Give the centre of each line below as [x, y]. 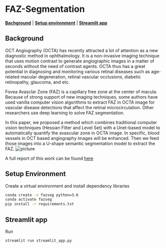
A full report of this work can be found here [49, 158]
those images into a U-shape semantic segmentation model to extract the [80, 143]
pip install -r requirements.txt [40, 204]
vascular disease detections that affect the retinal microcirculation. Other [80, 107]
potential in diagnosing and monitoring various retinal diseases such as [78, 71]
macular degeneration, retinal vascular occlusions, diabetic [81, 77]
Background [24, 38]
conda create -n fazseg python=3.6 [42, 195]
